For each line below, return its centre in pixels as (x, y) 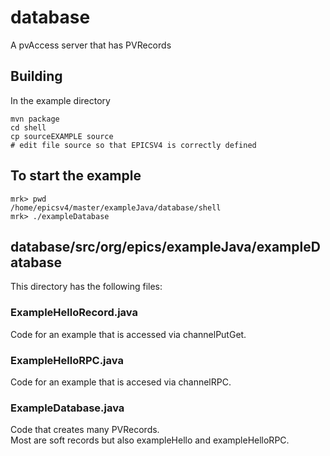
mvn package (35, 119)
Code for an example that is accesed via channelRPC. (121, 382)
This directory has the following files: (86, 287)
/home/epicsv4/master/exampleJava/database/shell (116, 207)
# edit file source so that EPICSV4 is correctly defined (133, 145)
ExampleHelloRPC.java (67, 360)
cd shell (28, 127)
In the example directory (60, 100)
